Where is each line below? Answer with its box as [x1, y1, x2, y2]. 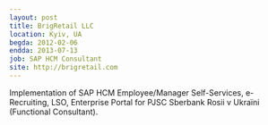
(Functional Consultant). [9, 106, 99, 117]
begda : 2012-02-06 [9, 37, 78, 47]
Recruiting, [9, 96, 49, 107]
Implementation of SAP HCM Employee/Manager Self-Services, [9, 87, 244, 98]
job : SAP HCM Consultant [9, 54, 102, 63]
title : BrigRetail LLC [9, 21, 94, 30]
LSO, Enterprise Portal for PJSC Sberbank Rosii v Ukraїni [50, 96, 260, 107]
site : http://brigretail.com [9, 63, 118, 72]
